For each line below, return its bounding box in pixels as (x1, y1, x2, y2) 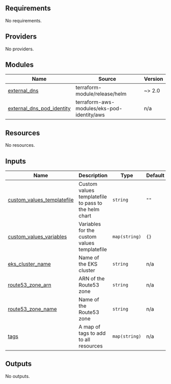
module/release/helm (75, 90, 127, 98)
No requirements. (5, 17, 42, 23)
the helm (78, 206, 100, 213)
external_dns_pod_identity (8, 105, 71, 112)
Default (146, 172, 164, 179)
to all (78, 336, 91, 343)
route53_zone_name (8, 306, 57, 313)
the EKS (78, 261, 98, 268)
